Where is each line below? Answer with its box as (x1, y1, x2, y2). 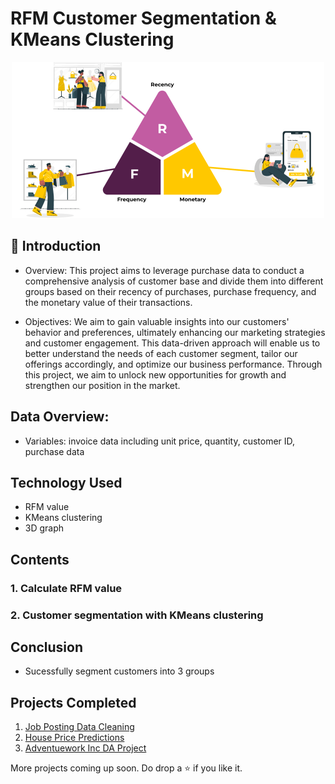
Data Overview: (10, 408, 110, 426)
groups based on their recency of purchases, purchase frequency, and (24, 285, 317, 297)
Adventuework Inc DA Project (24, 742, 147, 754)
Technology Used (10, 474, 123, 491)
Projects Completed (10, 694, 137, 711)
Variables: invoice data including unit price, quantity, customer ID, (24, 435, 296, 447)
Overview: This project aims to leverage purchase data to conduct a (24, 264, 305, 276)
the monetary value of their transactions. (24, 296, 193, 308)
